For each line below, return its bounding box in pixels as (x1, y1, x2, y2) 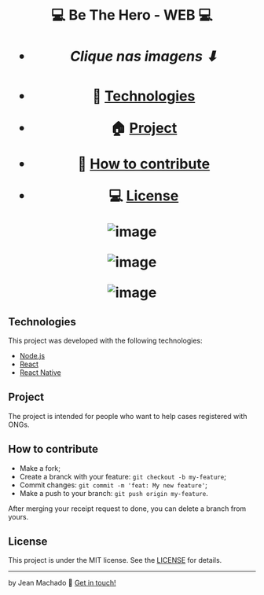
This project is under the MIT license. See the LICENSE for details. (8, 556, 222, 565)
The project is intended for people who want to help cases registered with (8, 411, 247, 421)
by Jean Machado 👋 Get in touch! (8, 578, 116, 588)
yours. (8, 512, 29, 521)
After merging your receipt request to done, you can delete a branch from (8, 504, 247, 513)
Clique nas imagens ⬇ (69, 48, 218, 65)
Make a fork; (19, 463, 61, 472)
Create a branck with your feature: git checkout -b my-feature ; (19, 472, 226, 481)
